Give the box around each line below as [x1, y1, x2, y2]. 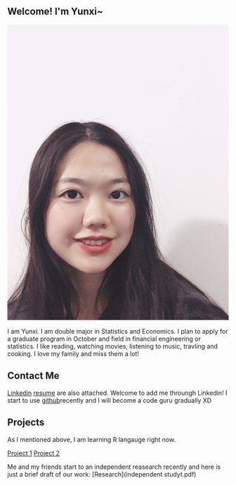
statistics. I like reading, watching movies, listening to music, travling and [7, 341, 218, 351]
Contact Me [7, 370, 60, 382]
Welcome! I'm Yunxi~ [7, 6, 103, 18]
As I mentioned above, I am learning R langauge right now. [7, 435, 176, 443]
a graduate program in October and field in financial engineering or [7, 334, 202, 343]
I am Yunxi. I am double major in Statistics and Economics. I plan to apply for [7, 327, 228, 335]
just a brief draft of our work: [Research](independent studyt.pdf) [7, 470, 197, 478]
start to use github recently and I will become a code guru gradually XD [7, 396, 212, 404]
